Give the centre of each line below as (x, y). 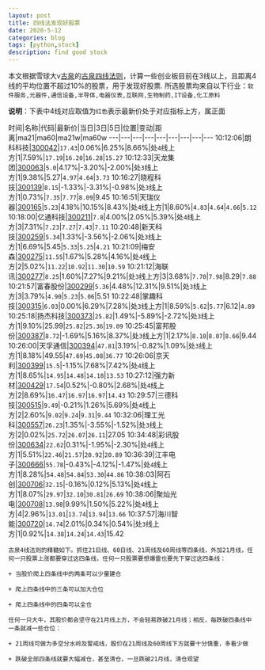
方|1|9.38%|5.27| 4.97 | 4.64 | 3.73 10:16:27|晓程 (81, 177)
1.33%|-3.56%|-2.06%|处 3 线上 (112, 237)
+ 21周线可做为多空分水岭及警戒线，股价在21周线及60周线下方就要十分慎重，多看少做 (129, 644)
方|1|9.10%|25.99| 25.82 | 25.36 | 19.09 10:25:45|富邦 (89, 326)
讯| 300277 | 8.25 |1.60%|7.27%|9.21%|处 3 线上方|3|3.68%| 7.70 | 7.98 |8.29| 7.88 (132, 276)
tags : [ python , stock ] (44, 45)
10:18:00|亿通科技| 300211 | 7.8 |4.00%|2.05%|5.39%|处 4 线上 (105, 217)
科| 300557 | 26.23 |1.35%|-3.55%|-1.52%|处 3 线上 (86, 425)
